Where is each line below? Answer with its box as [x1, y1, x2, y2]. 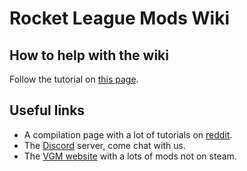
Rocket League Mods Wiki [9, 7, 231, 30]
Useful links [9, 102, 86, 119]
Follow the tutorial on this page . [9, 73, 139, 85]
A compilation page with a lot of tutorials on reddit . [23, 128, 233, 141]
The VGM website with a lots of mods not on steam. [23, 150, 237, 162]
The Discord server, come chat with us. [23, 139, 186, 151]
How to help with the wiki [9, 47, 169, 64]
